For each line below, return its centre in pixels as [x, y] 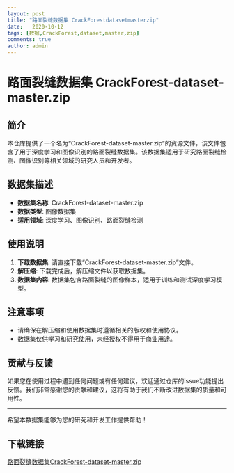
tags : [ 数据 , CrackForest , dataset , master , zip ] [73, 33]
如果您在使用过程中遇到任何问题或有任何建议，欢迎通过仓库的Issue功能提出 [116, 381]
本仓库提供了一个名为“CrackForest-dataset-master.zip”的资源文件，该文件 [114, 143]
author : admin [28, 46]
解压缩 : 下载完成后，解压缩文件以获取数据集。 [83, 271]
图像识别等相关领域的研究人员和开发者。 [77, 160]
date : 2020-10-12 [36, 26]
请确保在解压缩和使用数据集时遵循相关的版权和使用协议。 [100, 330]
